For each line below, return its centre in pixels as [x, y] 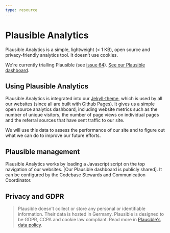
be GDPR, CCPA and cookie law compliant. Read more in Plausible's [89, 219]
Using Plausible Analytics [47, 86]
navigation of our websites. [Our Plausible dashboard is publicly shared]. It [84, 170]
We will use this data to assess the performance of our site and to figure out [85, 130]
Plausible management [43, 152]
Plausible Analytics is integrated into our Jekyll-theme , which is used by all [84, 99]
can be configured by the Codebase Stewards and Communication [76, 175]
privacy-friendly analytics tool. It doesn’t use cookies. [62, 55]
